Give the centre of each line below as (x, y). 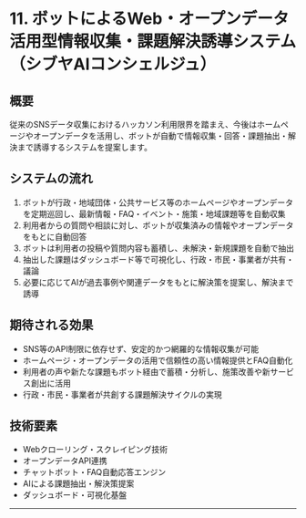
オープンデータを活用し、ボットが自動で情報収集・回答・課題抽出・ (161, 136)
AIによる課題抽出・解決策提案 (78, 483)
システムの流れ (51, 179)
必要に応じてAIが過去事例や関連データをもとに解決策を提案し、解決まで (158, 282)
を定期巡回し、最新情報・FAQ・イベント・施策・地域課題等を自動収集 (154, 213)
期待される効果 (51, 325)
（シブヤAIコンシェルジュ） (113, 64)
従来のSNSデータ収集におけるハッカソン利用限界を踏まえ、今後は (133, 124)
